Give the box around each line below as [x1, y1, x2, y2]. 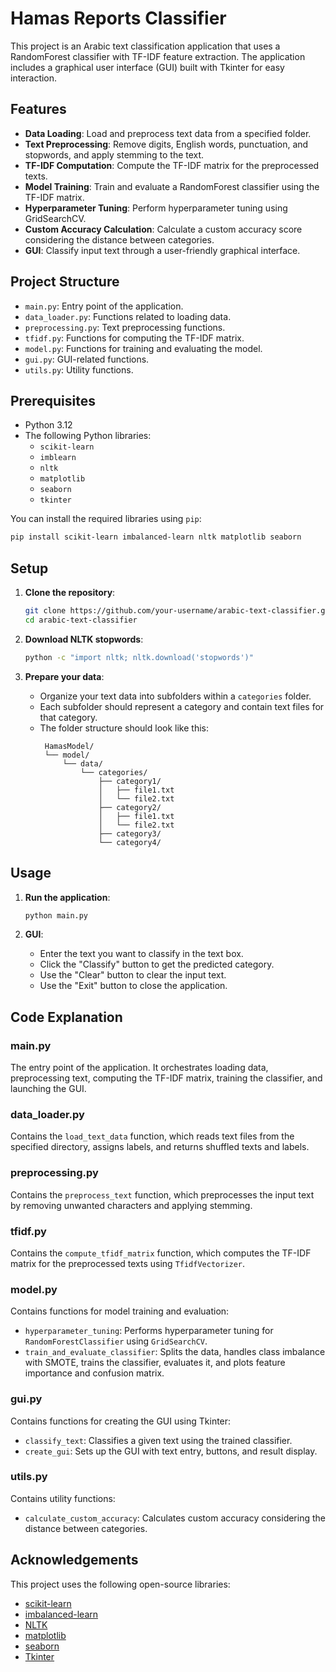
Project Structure [10, 273, 120, 291]
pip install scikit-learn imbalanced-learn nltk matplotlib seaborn [10, 532, 302, 542]
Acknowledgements [10, 1552, 139, 1569]
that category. [39, 711, 98, 723]
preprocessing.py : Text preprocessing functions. [24, 321, 226, 333]
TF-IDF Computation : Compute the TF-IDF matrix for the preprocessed [24, 159, 320, 171]
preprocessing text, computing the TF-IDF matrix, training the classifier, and [10, 1072, 323, 1084]
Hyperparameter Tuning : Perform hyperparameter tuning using [24, 202, 288, 214]
